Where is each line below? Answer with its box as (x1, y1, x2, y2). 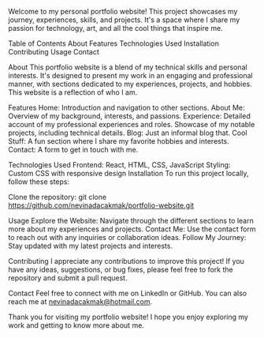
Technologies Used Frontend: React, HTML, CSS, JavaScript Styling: (8, 160, 231, 169)
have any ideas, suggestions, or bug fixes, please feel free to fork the (8, 265, 234, 274)
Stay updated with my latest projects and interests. (8, 241, 173, 250)
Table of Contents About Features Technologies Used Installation (8, 39, 219, 48)
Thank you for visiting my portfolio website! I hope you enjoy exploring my (8, 312, 248, 321)
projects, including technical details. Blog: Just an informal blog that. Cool (8, 128, 247, 137)
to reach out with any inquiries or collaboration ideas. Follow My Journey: (8, 233, 247, 242)
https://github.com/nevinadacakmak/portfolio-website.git (8, 201, 195, 210)
